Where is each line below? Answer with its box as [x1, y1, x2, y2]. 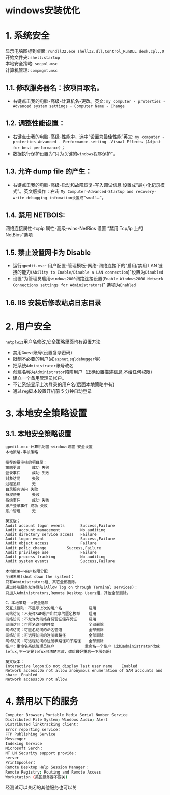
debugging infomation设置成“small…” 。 [26, 194, 106, 200]
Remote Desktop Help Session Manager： [5, 765, 89, 770]
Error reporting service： [5, 727, 62, 732]
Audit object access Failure [5, 540, 97, 546]
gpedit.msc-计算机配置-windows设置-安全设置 [5, 444, 93, 449]
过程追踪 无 [5, 481, 36, 486]
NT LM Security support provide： [5, 751, 78, 756]
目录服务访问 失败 [5, 487, 38, 492]
